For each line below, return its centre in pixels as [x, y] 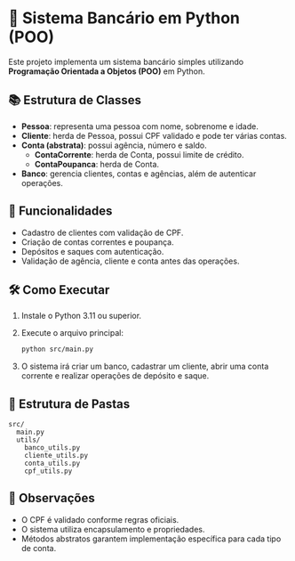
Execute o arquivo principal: [72, 333]
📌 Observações [52, 498]
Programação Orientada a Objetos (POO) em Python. [107, 71]
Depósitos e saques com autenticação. [92, 251]
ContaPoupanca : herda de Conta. [97, 164]
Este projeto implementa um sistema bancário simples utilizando [126, 61]
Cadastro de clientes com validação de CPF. [102, 232]
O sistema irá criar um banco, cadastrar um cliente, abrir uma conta [145, 366]
